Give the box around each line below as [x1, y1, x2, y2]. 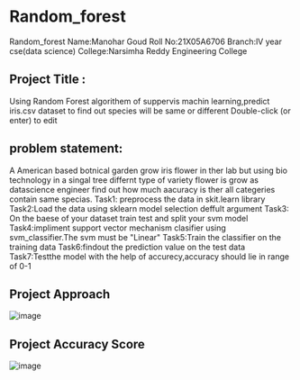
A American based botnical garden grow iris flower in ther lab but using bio [9, 165, 288, 176]
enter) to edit [9, 114, 58, 125]
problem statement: [9, 141, 123, 157]
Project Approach [9, 286, 111, 302]
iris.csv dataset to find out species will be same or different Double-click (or [9, 105, 291, 116]
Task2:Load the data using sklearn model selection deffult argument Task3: [9, 203, 290, 213]
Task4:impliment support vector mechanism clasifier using [9, 222, 227, 233]
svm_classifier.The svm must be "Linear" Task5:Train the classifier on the [9, 231, 282, 242]
